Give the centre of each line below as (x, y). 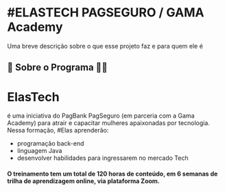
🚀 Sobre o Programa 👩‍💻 (58, 67)
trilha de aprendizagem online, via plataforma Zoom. (83, 181)
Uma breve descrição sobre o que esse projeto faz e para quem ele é (105, 46)
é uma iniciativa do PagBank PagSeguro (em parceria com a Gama (101, 116)
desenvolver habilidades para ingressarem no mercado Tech (103, 158)
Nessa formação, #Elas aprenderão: (58, 131)
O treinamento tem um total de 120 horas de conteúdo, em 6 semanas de (113, 174)
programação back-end (50, 143)
